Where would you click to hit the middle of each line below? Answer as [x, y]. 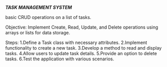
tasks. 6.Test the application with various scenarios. [60, 59]
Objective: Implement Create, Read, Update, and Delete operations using [82, 27]
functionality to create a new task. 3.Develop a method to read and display [83, 48]
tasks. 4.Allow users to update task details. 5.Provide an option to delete [81, 53]
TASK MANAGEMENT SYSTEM [39, 7]
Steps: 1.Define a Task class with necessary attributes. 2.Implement [76, 42]
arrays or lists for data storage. [38, 32]
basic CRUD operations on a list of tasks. [48, 17]
